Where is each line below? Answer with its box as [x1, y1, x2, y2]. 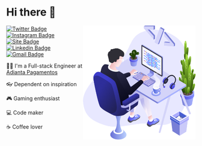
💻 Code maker [6, 109, 44, 116]
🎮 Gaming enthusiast [6, 95, 60, 102]
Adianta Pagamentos [6, 68, 58, 75]
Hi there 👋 [6, 5, 56, 19]
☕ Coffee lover [6, 123, 43, 130]
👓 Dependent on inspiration [6, 80, 77, 87]
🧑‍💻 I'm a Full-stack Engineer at [6, 62, 82, 69]
